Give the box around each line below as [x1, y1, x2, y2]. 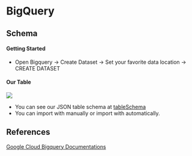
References [6, 127, 50, 137]
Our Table [6, 78, 31, 86]
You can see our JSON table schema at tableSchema [14, 103, 146, 110]
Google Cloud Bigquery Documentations [6, 143, 106, 150]
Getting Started [6, 45, 46, 52]
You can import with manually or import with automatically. [14, 110, 160, 117]
